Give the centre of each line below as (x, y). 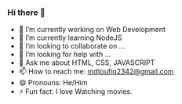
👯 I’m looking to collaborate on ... (72, 46)
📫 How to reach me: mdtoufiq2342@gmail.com (96, 72)
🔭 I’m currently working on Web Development (92, 30)
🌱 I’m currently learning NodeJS (70, 38)
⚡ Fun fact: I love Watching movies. (75, 91)
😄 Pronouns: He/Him (53, 83)
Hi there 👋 (27, 13)
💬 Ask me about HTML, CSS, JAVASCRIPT (87, 63)
